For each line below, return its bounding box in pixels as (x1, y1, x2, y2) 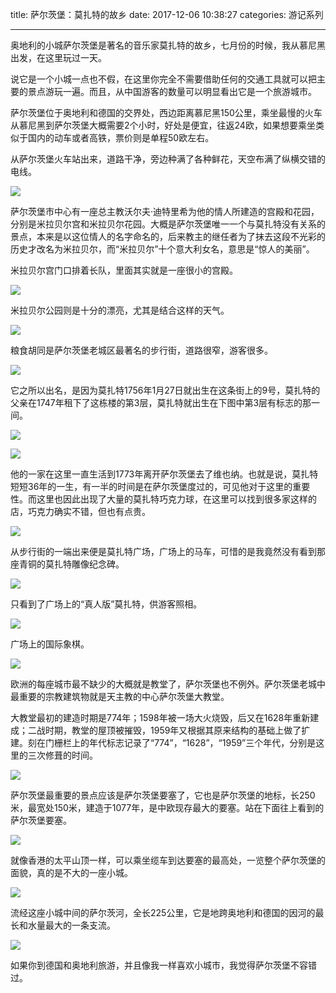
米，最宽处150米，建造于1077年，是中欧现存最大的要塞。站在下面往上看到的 (10, 802, 325, 813)
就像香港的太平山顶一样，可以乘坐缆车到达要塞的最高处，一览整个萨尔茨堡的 (10, 854, 326, 866)
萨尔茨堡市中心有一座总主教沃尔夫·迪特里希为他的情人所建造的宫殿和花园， (10, 206, 320, 217)
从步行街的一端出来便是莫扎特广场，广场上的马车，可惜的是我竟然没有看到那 (10, 546, 326, 557)
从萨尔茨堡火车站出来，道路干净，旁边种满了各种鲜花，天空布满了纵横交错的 (10, 153, 326, 165)
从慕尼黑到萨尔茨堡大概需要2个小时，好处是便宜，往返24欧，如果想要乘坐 (10, 119, 316, 131)
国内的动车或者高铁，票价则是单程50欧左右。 (27, 132, 215, 143)
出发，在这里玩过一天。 (10, 52, 107, 63)
